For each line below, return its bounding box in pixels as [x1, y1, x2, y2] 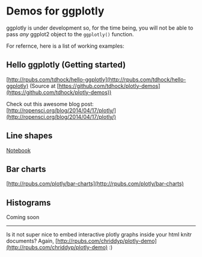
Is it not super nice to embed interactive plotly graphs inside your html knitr [6, 231, 192, 238]
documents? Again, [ [6, 237, 58, 245]
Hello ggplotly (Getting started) [6, 60, 126, 70]
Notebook [6, 147, 31, 154]
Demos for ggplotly [6, 4, 105, 18]
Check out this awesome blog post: [6, 100, 94, 107]
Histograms [6, 197, 51, 208]
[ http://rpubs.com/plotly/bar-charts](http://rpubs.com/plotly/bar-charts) [6, 180, 185, 188]
